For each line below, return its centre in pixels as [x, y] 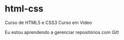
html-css [24, 9]
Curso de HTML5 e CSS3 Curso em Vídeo [48, 22]
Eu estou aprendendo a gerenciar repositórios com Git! [62, 32]
